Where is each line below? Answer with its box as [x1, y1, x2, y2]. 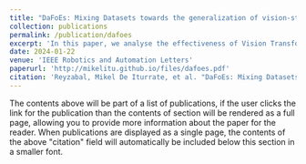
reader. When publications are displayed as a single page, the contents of [9, 127, 286, 138]
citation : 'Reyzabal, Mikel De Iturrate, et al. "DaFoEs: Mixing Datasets [9, 73, 300, 82]
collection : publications [9, 22, 107, 31]
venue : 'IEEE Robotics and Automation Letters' [9, 56, 194, 65]
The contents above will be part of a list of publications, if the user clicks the [9, 97, 296, 108]
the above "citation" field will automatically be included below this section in [9, 136, 295, 147]
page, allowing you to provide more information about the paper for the [9, 117, 276, 128]
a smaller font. [9, 146, 64, 157]
